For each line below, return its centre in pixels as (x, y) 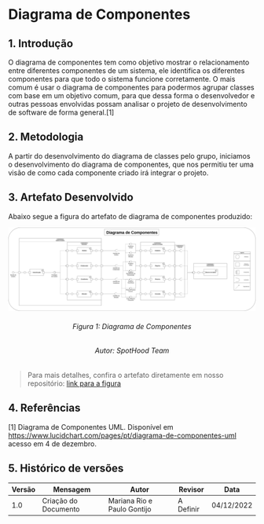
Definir (189, 509)
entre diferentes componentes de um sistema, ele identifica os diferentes (126, 71)
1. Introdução (40, 44)
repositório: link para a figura (74, 383)
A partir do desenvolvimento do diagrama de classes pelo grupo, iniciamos (129, 156)
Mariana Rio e (130, 501)
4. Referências (44, 408)
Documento (61, 509)
